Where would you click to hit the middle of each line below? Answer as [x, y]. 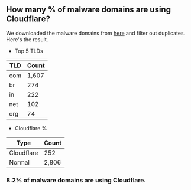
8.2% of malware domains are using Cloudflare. [76, 180]
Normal [19, 162]
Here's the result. [27, 39]
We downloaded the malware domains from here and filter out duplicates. [96, 33]
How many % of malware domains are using [89, 10]
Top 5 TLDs [29, 51]
